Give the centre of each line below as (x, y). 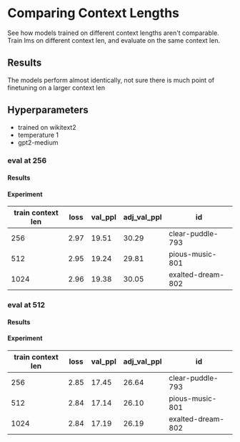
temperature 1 (38, 135)
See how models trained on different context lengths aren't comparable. (113, 33)
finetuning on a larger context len (56, 88)
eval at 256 (27, 160)
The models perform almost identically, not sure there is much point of (111, 80)
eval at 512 (26, 305)
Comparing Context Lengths (94, 13)
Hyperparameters (48, 110)
